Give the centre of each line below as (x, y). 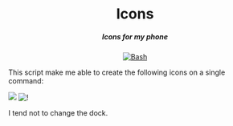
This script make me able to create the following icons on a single (117, 72)
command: (26, 81)
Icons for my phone (135, 36)
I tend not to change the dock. (58, 113)
